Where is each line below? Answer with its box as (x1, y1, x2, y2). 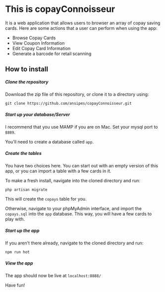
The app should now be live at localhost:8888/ (5, 273, 102, 279)
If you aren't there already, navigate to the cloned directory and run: (5, 240, 144, 246)
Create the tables (5, 150, 42, 156)
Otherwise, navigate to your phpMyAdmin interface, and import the (5, 206, 142, 212)
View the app (5, 260, 33, 266)
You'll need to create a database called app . (5, 139, 94, 145)
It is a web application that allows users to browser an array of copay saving (5, 20, 161, 26)
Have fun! (5, 282, 25, 289)
